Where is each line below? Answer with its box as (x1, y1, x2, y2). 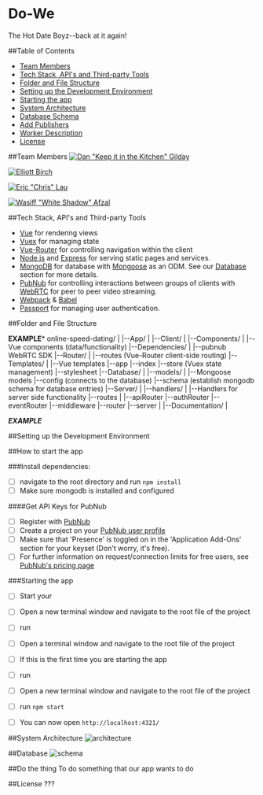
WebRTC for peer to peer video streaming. (19, 287, 157, 296)
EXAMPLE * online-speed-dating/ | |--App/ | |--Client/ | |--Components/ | (8, 334, 245, 343)
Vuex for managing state (19, 236, 100, 246)
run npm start (19, 701, 64, 711)
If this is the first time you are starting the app (19, 654, 167, 664)
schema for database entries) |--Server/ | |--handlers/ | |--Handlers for (8, 383, 238, 394)
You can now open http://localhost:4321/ (19, 717, 159, 727)
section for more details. (19, 269, 99, 279)
